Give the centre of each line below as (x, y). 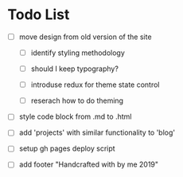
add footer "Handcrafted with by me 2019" (89, 164)
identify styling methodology (78, 53)
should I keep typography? (74, 69)
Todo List (39, 15)
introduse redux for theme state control (95, 85)
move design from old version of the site (85, 37)
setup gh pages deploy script (67, 148)
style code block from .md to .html (75, 116)
